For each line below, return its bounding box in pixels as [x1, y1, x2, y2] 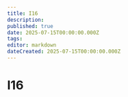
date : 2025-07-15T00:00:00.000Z [7, 29, 99, 36]
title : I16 [7, 10, 38, 17]
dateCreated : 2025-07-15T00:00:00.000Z [7, 48, 121, 55]
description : [7, 16, 44, 23]
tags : [7, 36, 23, 42]
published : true [7, 23, 53, 29]
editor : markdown [7, 42, 57, 48]
